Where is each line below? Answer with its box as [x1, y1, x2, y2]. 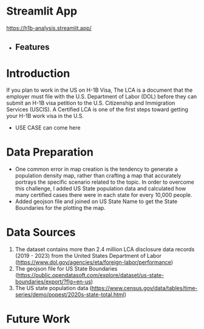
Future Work [6, 312, 70, 326]
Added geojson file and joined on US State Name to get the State [15, 198, 178, 205]
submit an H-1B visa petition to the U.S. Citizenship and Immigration [6, 99, 175, 107]
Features [15, 42, 50, 52]
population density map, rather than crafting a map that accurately [15, 172, 182, 179]
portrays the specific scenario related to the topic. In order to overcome [15, 178, 194, 186]
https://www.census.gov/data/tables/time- [91, 285, 198, 292]
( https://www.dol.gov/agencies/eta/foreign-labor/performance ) [15, 258, 174, 266]
